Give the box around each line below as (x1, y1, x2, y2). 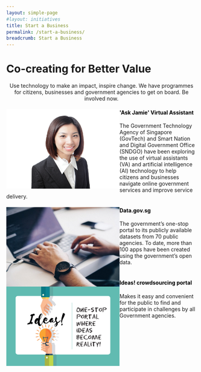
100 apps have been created (120, 246, 190, 253)
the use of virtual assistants (120, 154, 188, 162)
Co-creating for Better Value (6, 62, 152, 76)
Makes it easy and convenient (120, 292, 194, 299)
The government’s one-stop (120, 220, 189, 227)
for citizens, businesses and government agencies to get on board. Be (14, 88, 189, 96)
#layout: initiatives (6, 16, 61, 22)
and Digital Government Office (120, 142, 195, 149)
